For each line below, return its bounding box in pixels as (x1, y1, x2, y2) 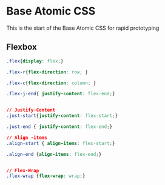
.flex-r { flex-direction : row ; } (6, 69, 88, 75)
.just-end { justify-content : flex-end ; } (6, 124, 113, 130)
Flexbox (6, 42, 38, 52)
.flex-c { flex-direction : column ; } (6, 80, 96, 86)
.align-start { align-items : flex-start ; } (6, 140, 115, 146)
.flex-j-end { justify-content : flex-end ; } (6, 91, 115, 97)
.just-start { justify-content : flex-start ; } (6, 113, 118, 119)
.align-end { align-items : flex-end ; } (6, 151, 102, 157)
